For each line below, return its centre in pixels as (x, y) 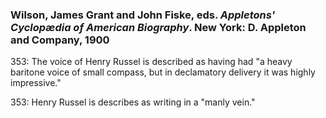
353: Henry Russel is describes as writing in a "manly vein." (133, 102)
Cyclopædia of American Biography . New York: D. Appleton (158, 27)
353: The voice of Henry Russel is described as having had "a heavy (151, 62)
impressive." (36, 83)
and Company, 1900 (60, 40)
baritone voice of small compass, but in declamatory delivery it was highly (163, 72)
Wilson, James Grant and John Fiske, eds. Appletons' (143, 15)
